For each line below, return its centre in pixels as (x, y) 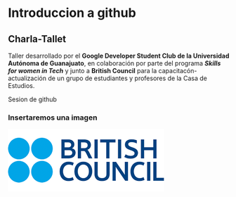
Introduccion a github (72, 13)
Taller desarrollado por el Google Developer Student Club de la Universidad (119, 56)
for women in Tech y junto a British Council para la (83, 71)
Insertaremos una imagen (53, 117)
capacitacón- (178, 71)
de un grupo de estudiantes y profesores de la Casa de (127, 78)
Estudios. (21, 85)
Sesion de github (32, 99)
